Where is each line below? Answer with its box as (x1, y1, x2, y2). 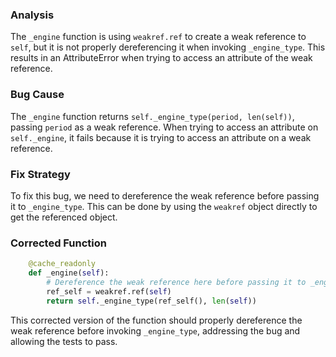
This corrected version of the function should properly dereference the (10, 314, 303, 326)
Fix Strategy (10, 167, 71, 181)
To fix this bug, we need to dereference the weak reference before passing (10, 189, 320, 202)
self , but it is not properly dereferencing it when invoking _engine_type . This (10, 41, 326, 53)
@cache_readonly (28, 259, 97, 269)
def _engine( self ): (28, 268, 110, 278)
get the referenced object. (10, 211, 118, 223)
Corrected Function (10, 236, 107, 250)
